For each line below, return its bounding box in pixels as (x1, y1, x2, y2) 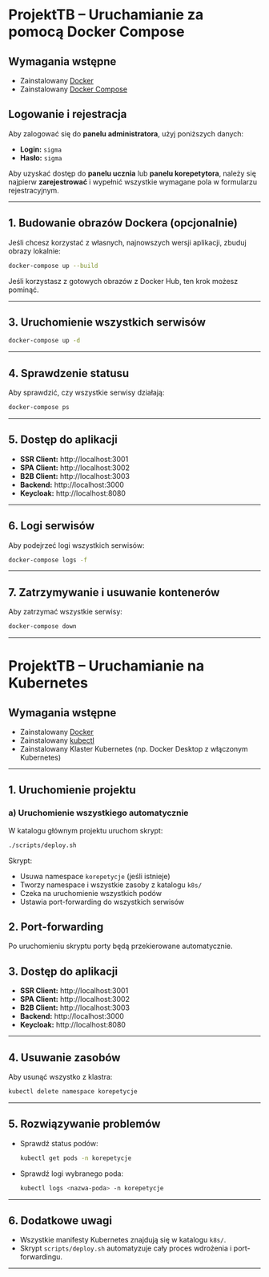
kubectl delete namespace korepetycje (8, 1088, 138, 1096)
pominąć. (8, 285, 39, 294)
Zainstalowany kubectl (19, 736, 94, 745)
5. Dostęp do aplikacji (8, 433, 118, 447)
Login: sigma (19, 144, 62, 154)
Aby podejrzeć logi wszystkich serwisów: (8, 540, 145, 550)
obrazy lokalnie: (8, 246, 62, 256)
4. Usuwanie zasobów (8, 1051, 121, 1064)
